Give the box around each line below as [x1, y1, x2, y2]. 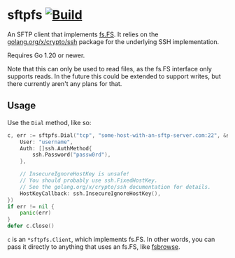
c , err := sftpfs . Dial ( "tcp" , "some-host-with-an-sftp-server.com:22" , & [7, 131, 227, 139]
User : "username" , [20, 138, 73, 145]
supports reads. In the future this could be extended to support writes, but [7, 72, 222, 80]
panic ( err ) [20, 210, 52, 217]
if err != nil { [7, 203, 55, 210]
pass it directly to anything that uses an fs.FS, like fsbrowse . [7, 243, 180, 251]
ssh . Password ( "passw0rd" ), [32, 151, 111, 159]
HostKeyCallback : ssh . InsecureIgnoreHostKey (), [20, 189, 161, 197]
